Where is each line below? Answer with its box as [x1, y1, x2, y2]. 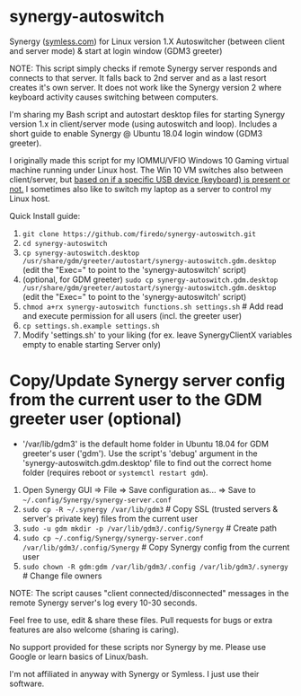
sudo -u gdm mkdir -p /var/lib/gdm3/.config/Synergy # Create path [22, 523, 277, 533]
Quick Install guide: [9, 210, 81, 221]
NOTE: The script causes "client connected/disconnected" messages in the [9, 587, 289, 598]
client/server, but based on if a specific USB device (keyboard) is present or [9, 173, 290, 185]
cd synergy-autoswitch [22, 239, 108, 248]
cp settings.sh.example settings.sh [22, 322, 160, 330]
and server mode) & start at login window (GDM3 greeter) [9, 45, 223, 56]
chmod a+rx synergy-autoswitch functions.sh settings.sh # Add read [22, 301, 284, 312]
